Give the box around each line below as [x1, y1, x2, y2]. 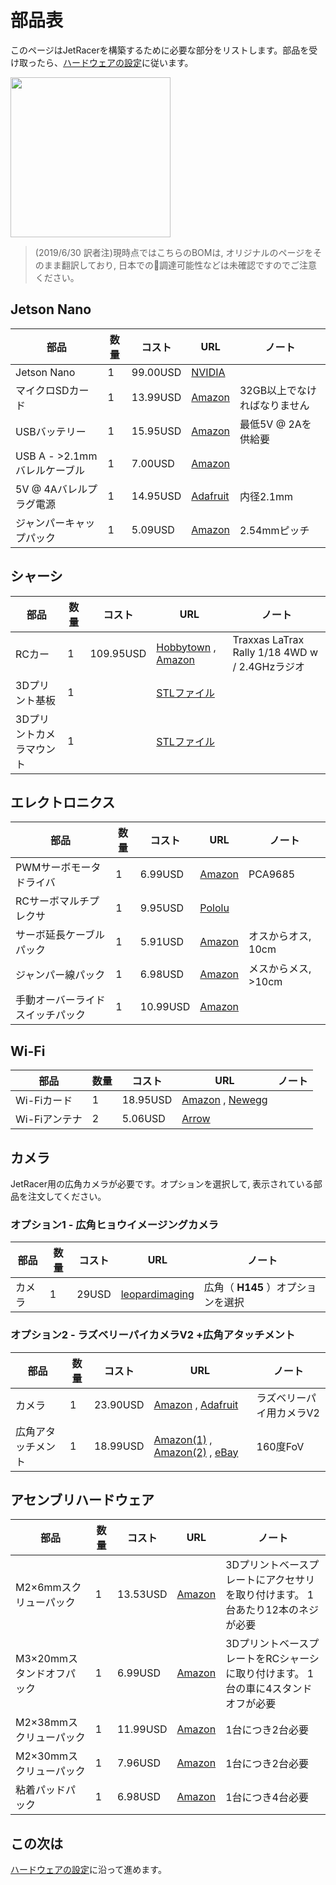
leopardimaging [120, 1287, 195, 1301]
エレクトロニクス [10, 794, 116, 811]
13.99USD [131, 390, 182, 404]
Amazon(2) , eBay [153, 1445, 239, 1459]
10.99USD [139, 1000, 191, 1014]
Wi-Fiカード [15, 1094, 73, 1108]
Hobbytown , [156, 640, 217, 654]
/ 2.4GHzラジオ [232, 659, 305, 673]
